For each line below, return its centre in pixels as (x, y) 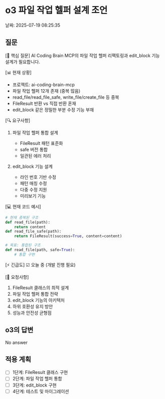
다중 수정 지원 (33, 189)
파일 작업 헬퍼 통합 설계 (35, 132)
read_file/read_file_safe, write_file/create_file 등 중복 (66, 97)
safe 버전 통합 (34, 149)
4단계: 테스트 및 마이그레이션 (41, 391)
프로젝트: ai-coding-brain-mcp (44, 84)
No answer (17, 342)
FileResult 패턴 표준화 (41, 143)
